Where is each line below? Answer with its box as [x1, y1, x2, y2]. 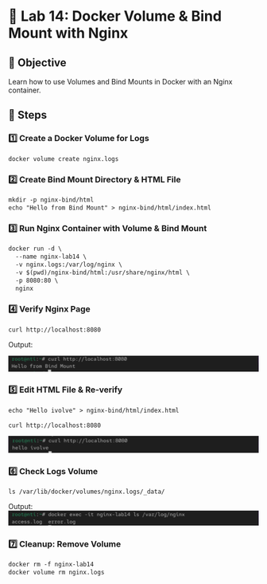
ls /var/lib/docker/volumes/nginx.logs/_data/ [8, 488, 165, 496]
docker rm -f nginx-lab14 [8, 560, 94, 568]
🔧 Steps [8, 108, 48, 122]
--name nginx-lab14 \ [15, 253, 87, 261]
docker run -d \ [8, 245, 62, 253]
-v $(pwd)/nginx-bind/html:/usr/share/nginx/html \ [15, 268, 191, 277]
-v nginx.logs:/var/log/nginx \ [15, 261, 123, 269]
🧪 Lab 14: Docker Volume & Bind [8, 7, 222, 25]
